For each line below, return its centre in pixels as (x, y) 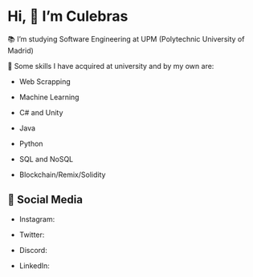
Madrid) (20, 50)
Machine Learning (49, 97)
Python (31, 143)
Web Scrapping (45, 81)
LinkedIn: (34, 265)
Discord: (33, 250)
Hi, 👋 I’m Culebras (68, 16)
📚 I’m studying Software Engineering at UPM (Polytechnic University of (126, 38)
